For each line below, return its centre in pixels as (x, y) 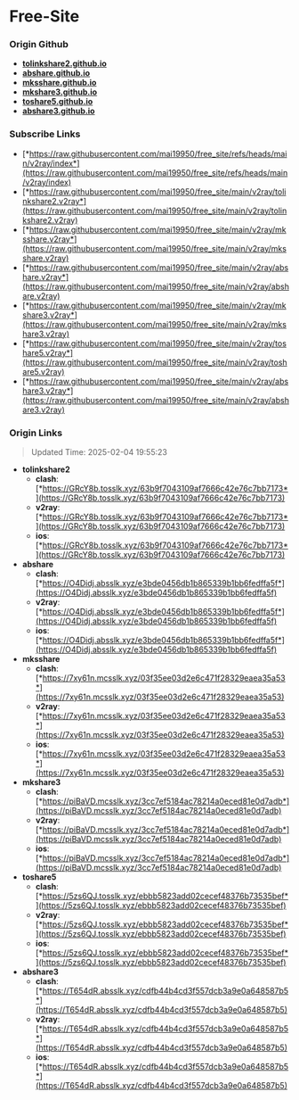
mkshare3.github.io (60, 92)
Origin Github (39, 45)
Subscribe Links (45, 134)
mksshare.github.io (59, 83)
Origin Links (36, 433)
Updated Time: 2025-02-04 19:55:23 (99, 452)
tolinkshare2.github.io (64, 63)
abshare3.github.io (58, 111)
